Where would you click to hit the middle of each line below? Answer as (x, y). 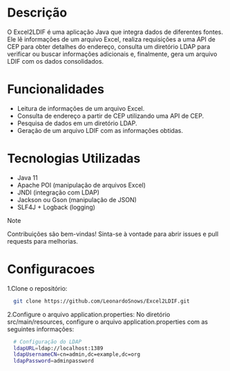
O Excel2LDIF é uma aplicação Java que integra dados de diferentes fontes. (115, 32)
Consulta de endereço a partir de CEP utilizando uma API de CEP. (111, 116)
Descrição (37, 13)
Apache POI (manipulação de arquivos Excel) (82, 185)
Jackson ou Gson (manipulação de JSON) (77, 199)
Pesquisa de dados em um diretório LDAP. (77, 123)
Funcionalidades (56, 90)
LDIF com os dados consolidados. (56, 61)
